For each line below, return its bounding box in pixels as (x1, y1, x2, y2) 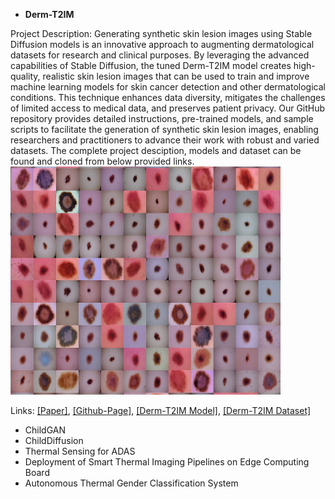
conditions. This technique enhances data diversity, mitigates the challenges (10, 92, 326, 103)
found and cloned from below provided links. (10, 155, 195, 167)
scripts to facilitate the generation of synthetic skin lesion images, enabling (10, 124, 319, 135)
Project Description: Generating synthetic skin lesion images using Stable (10, 28, 313, 39)
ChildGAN (24, 424, 66, 436)
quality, (10, 70, 41, 82)
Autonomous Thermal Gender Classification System (24, 477, 239, 489)
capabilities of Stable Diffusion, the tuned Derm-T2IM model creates (10, 60, 292, 71)
